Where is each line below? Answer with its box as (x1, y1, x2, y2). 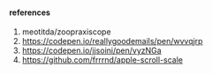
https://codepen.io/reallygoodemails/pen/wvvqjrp (21, 36, 203, 47)
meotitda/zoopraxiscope (21, 26, 112, 37)
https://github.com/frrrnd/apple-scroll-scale (21, 55, 184, 65)
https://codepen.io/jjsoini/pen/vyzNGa (21, 45, 162, 56)
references (9, 7, 51, 18)
